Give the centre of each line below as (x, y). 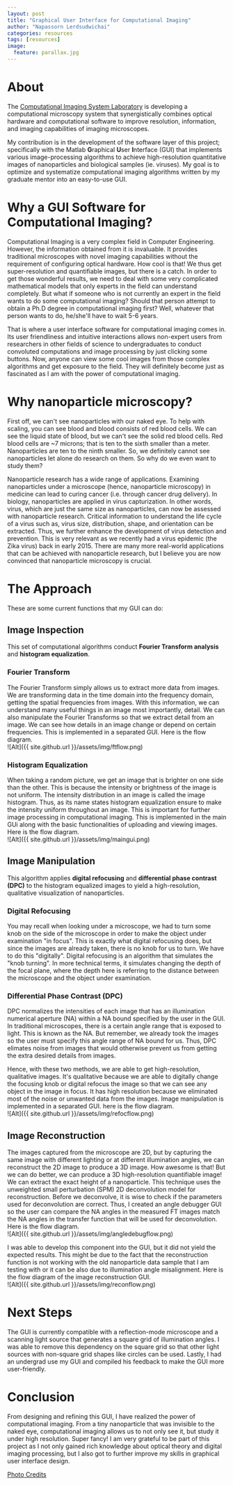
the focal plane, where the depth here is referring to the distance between (113, 971)
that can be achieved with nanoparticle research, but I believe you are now (114, 553)
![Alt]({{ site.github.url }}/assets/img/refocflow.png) (81, 1114)
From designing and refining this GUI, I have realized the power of (102, 1417)
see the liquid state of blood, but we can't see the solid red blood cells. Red (115, 436)
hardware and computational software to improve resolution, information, (112, 121)
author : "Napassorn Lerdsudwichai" (59, 27)
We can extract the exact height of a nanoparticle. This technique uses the (114, 1182)
